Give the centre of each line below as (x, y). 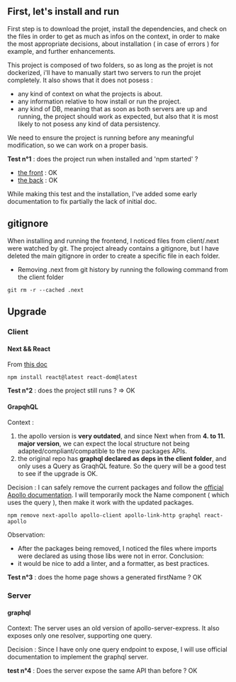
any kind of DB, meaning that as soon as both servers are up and (112, 108)
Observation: (26, 535)
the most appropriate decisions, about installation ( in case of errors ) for (113, 44)
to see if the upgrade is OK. (57, 474)
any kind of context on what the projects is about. (90, 93)
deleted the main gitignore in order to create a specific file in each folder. (114, 256)
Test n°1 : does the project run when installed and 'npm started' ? (103, 159)
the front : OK (38, 172)
